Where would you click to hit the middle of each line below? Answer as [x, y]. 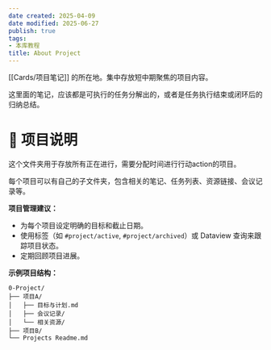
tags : [17, 38]
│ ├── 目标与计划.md [44, 305]
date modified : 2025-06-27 [54, 23]
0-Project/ [27, 288]
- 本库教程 [24, 46]
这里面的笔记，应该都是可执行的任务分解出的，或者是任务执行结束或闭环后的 [135, 94]
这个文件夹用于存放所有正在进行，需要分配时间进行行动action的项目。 [125, 164]
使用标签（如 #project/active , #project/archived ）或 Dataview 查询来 [137, 235]
